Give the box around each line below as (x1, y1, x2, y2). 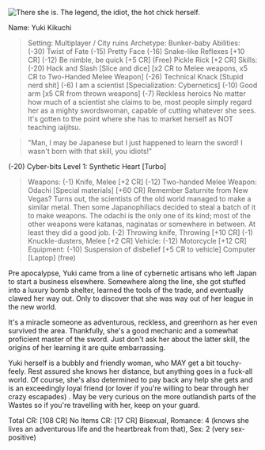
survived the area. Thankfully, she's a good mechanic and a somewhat (8, 326, 239, 335)
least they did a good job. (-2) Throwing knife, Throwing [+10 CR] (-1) (27, 228, 253, 237)
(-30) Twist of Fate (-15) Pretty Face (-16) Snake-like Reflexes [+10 (27, 47, 245, 56)
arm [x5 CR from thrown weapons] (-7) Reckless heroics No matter (27, 89, 247, 98)
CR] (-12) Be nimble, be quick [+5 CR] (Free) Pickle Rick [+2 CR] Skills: (27, 56, 258, 64)
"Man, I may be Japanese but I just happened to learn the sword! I (27, 138, 243, 147)
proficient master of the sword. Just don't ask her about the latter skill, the (8, 334, 251, 344)
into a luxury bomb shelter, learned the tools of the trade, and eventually (8, 286, 244, 294)
